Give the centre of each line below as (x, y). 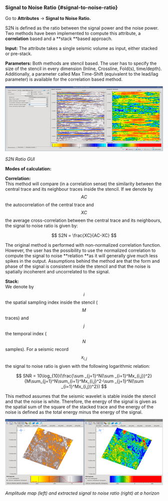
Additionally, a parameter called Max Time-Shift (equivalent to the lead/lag (82, 74)
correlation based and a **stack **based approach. (59, 39)
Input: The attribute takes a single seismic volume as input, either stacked (81, 49)
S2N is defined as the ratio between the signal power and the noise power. (82, 28)
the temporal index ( (26, 333)
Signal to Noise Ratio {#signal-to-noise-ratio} (61, 8)
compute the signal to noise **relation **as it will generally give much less (81, 256)
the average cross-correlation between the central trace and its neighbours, (83, 220)
